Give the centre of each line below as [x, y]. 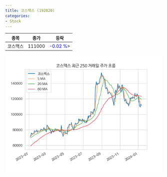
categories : [17, 16]
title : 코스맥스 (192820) [30, 10]
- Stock [13, 21]
